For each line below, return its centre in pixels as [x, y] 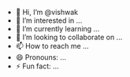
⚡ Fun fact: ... [37, 66]
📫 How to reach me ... [52, 46]
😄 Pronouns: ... [41, 57]
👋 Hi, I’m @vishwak [47, 12]
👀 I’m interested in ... [49, 20]
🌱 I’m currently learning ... [58, 29]
